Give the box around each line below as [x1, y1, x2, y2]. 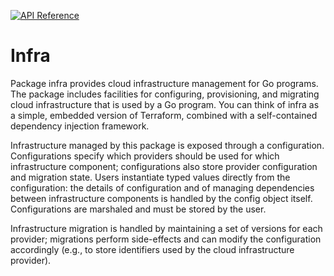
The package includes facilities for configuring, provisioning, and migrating [10, 88, 320, 100]
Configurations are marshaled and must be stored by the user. [10, 203, 267, 215]
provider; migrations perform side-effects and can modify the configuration [10, 233, 322, 245]
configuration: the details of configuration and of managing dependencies [10, 181, 315, 194]
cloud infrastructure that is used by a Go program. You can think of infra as [10, 98, 320, 110]
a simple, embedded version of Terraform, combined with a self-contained [10, 109, 318, 121]
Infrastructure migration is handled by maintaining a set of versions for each [10, 222, 323, 234]
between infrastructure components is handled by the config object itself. [10, 192, 313, 204]
